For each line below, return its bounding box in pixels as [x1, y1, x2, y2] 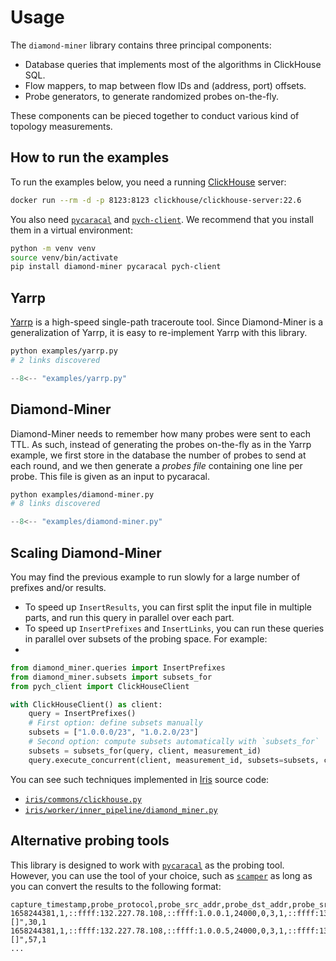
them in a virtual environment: [10, 224, 133, 236]
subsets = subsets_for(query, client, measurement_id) [28, 746, 262, 756]
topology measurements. [10, 120, 113, 132]
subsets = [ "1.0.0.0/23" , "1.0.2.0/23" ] [28, 727, 199, 738]
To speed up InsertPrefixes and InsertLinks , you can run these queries [24, 622, 325, 634]
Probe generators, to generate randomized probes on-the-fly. [24, 90, 280, 102]
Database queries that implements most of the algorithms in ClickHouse [24, 58, 322, 70]
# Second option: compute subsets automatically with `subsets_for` [28, 737, 320, 747]
